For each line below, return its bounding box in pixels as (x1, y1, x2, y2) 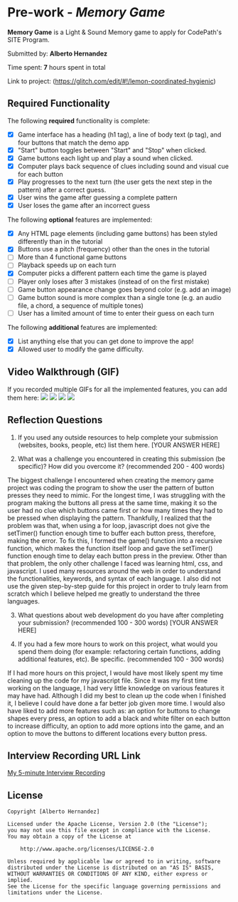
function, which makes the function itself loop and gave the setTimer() (7, 544, 213, 552)
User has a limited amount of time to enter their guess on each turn (17, 309, 215, 317)
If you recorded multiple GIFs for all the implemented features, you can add (7, 385, 227, 393)
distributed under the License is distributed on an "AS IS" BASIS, (7, 864, 215, 871)
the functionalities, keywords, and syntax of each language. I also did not (7, 574, 222, 583)
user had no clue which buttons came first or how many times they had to (7, 506, 223, 514)
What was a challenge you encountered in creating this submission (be (17, 454, 226, 463)
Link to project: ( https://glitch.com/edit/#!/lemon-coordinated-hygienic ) (7, 76, 217, 85)
